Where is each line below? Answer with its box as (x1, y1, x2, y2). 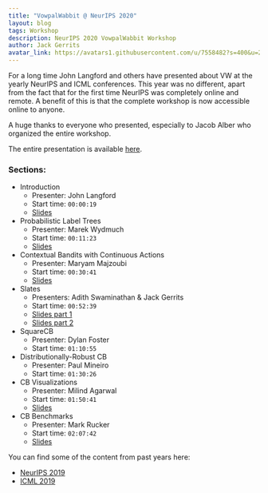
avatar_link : (8, 49, 52, 57)
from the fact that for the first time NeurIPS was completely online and (8, 88, 239, 97)
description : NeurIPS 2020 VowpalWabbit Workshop (8, 34, 177, 42)
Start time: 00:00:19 (31, 199, 97, 209)
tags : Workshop (8, 26, 59, 34)
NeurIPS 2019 (19, 468, 65, 478)
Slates (19, 284, 41, 294)
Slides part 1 (31, 309, 73, 320)
